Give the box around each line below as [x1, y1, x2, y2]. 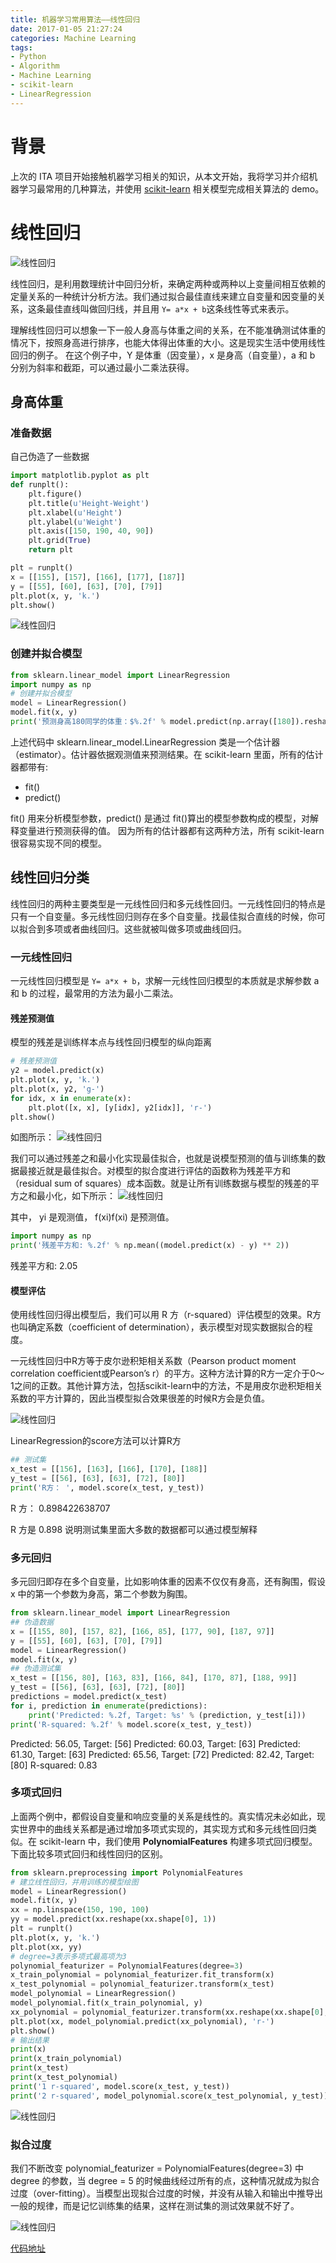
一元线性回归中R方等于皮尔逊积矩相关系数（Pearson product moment [10, 1355, 297, 1367]
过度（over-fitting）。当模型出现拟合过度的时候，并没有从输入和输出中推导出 [10, 2187, 324, 2200]
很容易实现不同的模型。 [10, 837, 107, 849]
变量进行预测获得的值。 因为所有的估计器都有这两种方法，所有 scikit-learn [18, 824, 325, 836]
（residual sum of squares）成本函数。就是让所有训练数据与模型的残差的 [10, 1177, 312, 1190]
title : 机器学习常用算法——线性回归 [10, 14, 141, 25]
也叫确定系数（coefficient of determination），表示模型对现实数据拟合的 [10, 1321, 305, 1333]
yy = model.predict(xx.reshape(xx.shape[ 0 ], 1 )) [10, 1914, 217, 1925]
